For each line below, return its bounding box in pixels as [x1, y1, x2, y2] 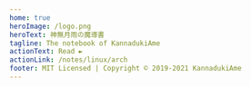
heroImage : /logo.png [9, 22, 92, 31]
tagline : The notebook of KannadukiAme [9, 38, 161, 48]
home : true [9, 13, 51, 23]
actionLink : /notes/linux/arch [9, 55, 128, 64]
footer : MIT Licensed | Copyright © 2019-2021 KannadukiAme [9, 64, 243, 73]
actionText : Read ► [9, 47, 84, 56]
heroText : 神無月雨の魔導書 [9, 30, 105, 39]
